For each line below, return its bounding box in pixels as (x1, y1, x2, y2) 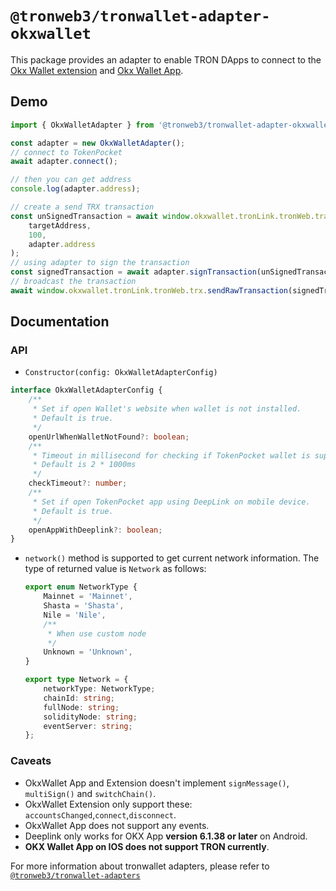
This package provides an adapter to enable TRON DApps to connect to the (10, 53, 322, 66)
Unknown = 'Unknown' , (43, 647, 133, 657)
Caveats (10, 754, 52, 768)
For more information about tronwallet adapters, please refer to (10, 860, 270, 872)
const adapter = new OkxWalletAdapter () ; (10, 138, 186, 148)
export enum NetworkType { (24, 582, 138, 592)
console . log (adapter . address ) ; (10, 184, 141, 194)
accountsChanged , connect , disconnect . (24, 808, 177, 821)
